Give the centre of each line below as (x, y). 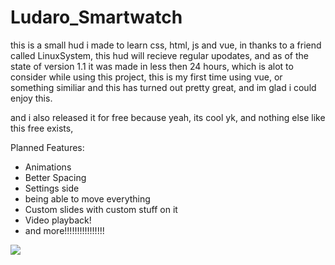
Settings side (52, 188)
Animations (48, 167)
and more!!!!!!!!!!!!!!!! (64, 230)
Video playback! (58, 220)
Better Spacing (55, 177)
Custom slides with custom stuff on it (101, 209)
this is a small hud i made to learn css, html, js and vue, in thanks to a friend (166, 45)
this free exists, (42, 128)
